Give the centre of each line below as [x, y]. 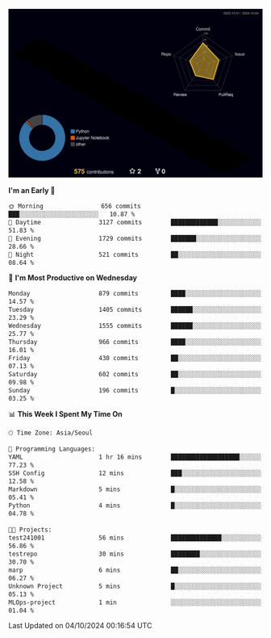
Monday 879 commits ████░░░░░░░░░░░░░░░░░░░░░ [135, 294]
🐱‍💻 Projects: [30, 530]
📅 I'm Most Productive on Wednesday [73, 278]
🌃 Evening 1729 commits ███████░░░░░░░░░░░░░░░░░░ [135, 239]
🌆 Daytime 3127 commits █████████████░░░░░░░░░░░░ [135, 223]
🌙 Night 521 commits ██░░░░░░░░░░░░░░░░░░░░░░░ [135, 255]
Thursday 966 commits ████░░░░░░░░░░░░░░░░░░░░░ [135, 342]
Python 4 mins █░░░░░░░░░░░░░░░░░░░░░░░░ [135, 506]
